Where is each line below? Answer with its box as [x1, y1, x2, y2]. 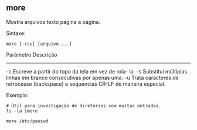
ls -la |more [6, 108, 38, 114]
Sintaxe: [6, 30, 26, 37]
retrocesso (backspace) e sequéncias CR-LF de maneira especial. [6, 80, 166, 87]
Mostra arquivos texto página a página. [6, 18, 101, 25]
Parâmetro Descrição [6, 51, 57, 58]
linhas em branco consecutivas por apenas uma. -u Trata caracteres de [6, 74, 179, 81]
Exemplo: [6, 92, 29, 99]
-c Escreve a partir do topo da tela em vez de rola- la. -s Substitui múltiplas [6, 68, 188, 75]
